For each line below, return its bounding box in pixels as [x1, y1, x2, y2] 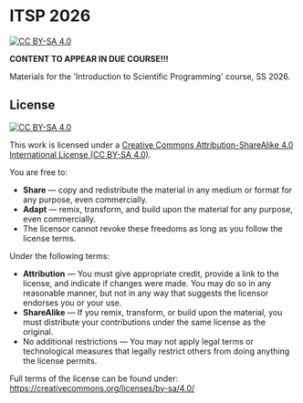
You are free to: [9, 166, 68, 178]
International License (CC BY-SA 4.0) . [9, 149, 151, 160]
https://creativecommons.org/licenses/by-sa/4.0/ [9, 382, 195, 393]
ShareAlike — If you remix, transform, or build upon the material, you [22, 306, 283, 317]
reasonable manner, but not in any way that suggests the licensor [22, 287, 269, 298]
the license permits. [22, 355, 98, 366]
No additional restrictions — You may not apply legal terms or [22, 336, 254, 346]
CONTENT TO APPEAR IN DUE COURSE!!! [9, 53, 169, 64]
